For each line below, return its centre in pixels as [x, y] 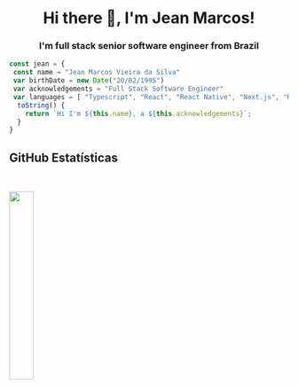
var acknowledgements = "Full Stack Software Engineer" [118, 89]
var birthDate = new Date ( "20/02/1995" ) [89, 81]
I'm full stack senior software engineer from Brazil [149, 46]
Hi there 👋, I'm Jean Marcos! [149, 18]
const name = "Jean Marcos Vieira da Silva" [96, 73]
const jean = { [37, 64]
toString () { [41, 105]
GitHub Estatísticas [63, 157]
